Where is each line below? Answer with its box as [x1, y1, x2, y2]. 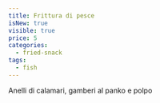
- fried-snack [15, 49, 62, 57]
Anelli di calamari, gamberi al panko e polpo [8, 85, 153, 95]
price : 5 [8, 34, 38, 42]
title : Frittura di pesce [8, 11, 94, 20]
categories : [8, 42, 48, 50]
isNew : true [8, 19, 48, 27]
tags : [8, 57, 26, 65]
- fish [15, 64, 38, 72]
